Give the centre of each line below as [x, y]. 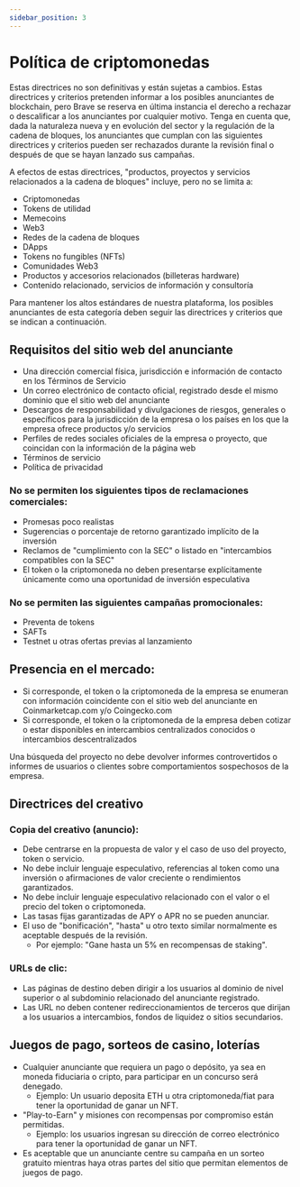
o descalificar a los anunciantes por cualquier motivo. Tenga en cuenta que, [150, 116]
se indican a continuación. [58, 322]
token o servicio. [53, 859]
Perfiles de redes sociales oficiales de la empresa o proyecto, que [145, 439]
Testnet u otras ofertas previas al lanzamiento [107, 641]
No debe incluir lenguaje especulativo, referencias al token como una [151, 868]
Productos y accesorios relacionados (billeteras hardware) [131, 275]
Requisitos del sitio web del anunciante [122, 349]
